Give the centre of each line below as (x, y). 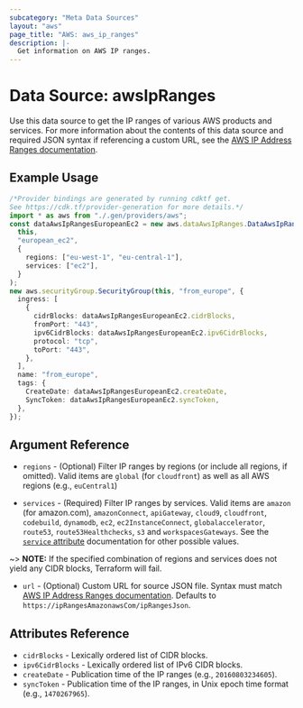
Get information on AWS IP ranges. (84, 51)
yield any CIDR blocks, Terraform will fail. (86, 568)
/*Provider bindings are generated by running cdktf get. (120, 198)
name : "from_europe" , (58, 375)
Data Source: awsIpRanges (113, 96)
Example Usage (54, 178)
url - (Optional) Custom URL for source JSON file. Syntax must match (152, 586)
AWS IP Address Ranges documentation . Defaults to (119, 595)
